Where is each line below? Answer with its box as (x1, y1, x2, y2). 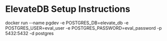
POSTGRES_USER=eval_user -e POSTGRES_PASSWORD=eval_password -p (5, 25, 162, 31)
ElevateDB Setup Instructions (5, 3, 131, 15)
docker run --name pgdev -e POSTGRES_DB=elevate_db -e (5, 20, 129, 26)
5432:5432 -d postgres (5, 30, 54, 36)
